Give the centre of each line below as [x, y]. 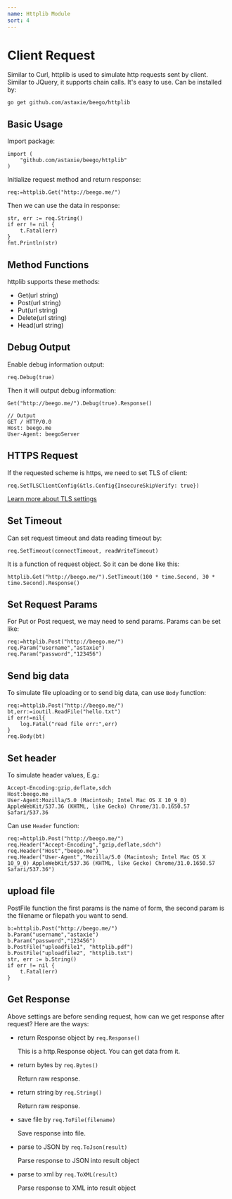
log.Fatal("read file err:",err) [69, 724]
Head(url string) [40, 326]
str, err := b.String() [42, 959]
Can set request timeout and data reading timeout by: [85, 538]
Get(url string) [38, 295]
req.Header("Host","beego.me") [53, 851]
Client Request [51, 55]
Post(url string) [39, 303]
